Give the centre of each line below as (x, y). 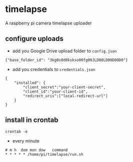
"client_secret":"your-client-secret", (65, 87)
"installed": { (30, 83)
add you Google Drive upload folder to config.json (65, 50)
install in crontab (32, 120)
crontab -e (16, 131)
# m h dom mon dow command (37, 150)
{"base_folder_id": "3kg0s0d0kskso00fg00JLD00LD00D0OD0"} (66, 60)
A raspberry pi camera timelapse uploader (49, 23)
